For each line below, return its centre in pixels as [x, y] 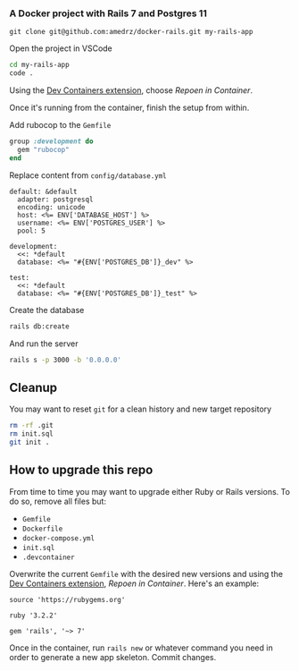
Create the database [47, 310]
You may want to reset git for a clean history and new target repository [141, 409]
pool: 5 [32, 231]
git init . [29, 442]
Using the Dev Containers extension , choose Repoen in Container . [131, 90]
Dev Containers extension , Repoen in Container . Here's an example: [134, 583]
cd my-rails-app [39, 65]
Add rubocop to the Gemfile [60, 125]
